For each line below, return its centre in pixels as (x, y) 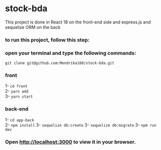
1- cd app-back (20, 120)
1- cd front (16, 86)
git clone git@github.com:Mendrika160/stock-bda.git (60, 63)
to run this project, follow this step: (47, 40)
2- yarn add (17, 91)
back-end (17, 109)
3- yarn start (19, 96)
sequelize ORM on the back (33, 27)
